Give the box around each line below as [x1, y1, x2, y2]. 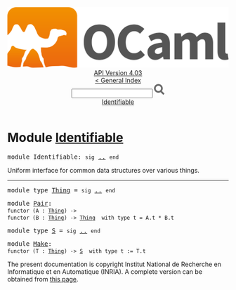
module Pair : [7, 199, 53, 208]
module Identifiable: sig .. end [7, 153, 119, 161]
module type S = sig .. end [7, 227, 100, 235]
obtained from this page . [7, 275, 79, 284]
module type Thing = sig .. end [7, 186, 116, 195]
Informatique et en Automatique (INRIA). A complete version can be [7, 268, 202, 276]
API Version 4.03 [93, 69, 143, 77]
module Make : [7, 240, 53, 248]
